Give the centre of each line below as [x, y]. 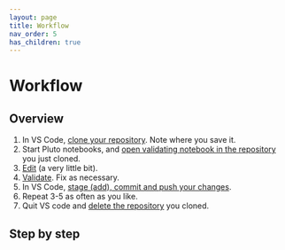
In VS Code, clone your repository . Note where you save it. [129, 140]
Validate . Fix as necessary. [70, 177]
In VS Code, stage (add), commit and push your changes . [127, 187]
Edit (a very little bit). [60, 168]
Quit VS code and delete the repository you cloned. [116, 206]
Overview [37, 118]
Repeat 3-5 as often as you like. [80, 197]
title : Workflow [39, 26]
